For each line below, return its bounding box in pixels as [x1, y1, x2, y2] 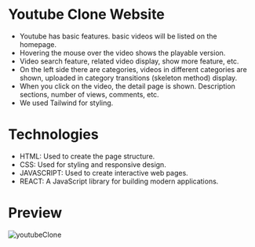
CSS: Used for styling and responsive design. [19, 159, 166, 169]
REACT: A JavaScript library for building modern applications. [19, 176, 219, 186]
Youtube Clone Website [8, 5, 165, 24]
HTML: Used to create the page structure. [19, 151, 155, 161]
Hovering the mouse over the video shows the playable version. [19, 48, 226, 57]
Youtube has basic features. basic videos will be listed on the [19, 31, 217, 41]
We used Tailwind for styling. [19, 98, 114, 107]
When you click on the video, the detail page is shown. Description [19, 81, 235, 91]
